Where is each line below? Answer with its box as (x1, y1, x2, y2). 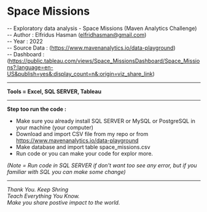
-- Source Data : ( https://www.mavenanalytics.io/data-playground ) (7, 44, 176, 51)
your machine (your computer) (15, 124, 94, 131)
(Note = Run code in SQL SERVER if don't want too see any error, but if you (7, 161, 197, 169)
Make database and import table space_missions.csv (15, 143, 150, 151)
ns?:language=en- (7, 63, 53, 71)
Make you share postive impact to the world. (7, 199, 120, 206)
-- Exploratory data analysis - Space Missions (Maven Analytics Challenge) (7, 25, 197, 32)
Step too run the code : (7, 105, 67, 113)
